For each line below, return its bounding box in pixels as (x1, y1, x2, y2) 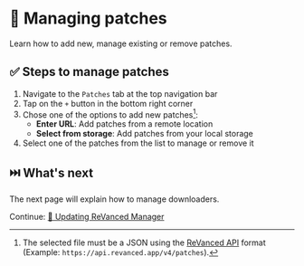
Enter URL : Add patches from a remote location (35, 119, 214, 129)
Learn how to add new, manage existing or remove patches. (9, 38, 233, 49)
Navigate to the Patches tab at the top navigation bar (22, 88, 218, 99)
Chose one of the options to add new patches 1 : (22, 108, 199, 120)
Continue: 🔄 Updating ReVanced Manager (9, 212, 165, 223)
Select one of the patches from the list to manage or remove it (22, 138, 255, 148)
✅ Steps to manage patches (9, 64, 169, 80)
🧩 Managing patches (9, 8, 167, 29)
